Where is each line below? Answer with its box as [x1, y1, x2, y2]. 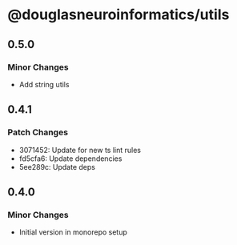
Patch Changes [7, 127, 69, 138]
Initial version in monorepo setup [18, 227, 127, 237]
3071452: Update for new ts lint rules [18, 145, 142, 155]
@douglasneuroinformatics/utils [7, 6, 230, 24]
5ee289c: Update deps [18, 162, 95, 171]
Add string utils [18, 79, 70, 89]
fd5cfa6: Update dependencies [18, 154, 123, 163]
